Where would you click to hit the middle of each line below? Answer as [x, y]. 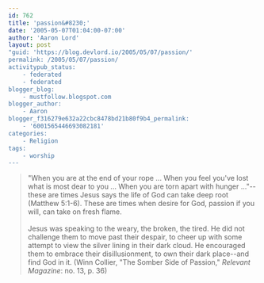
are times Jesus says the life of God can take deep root [138, 195]
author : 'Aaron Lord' [44, 38]
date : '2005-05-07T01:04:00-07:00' [67, 30]
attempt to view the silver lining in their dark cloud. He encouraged [136, 246]
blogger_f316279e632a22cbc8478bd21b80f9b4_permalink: [99, 119]
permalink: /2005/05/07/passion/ [63, 60]
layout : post [30, 45]
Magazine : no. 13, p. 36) [67, 271]
